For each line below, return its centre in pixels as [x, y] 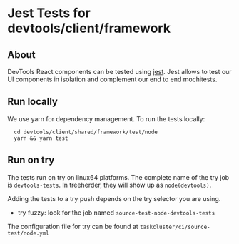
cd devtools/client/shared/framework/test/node [86, 132]
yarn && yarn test [41, 138]
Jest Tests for [49, 13]
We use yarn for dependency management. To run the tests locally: [106, 118]
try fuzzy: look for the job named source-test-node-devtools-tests [116, 213]
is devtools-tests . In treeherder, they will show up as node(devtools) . [110, 185]
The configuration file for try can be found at [73, 226]
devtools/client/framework [89, 28]
